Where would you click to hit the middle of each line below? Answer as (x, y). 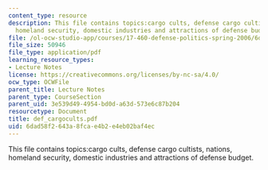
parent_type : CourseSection (55, 97)
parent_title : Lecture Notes (57, 89)
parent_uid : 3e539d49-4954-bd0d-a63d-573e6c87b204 (94, 104)
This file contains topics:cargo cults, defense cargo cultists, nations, (120, 149)
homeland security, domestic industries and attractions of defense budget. (131, 157)
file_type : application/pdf (55, 52)
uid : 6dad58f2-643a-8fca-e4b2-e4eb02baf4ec (82, 126)
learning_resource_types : (51, 60)
